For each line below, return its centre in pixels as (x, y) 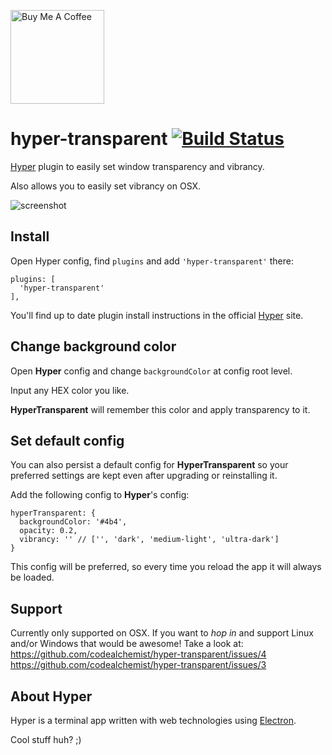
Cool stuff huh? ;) (46, 739)
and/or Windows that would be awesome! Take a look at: (127, 644)
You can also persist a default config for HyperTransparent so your (149, 465)
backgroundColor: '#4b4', (73, 522)
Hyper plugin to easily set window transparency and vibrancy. (137, 166)
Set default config (67, 440)
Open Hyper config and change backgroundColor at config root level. (151, 371)
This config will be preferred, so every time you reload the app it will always (166, 567)
